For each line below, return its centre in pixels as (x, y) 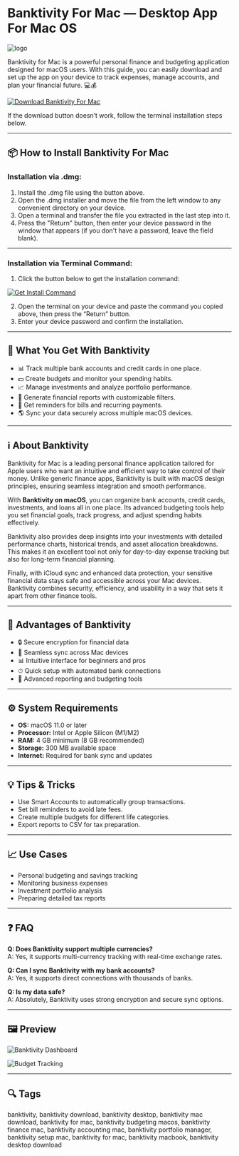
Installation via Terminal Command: (70, 263)
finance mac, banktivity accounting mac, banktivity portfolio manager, (110, 1130)
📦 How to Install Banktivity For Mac (88, 153)
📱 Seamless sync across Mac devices (73, 653)
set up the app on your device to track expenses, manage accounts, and (113, 77)
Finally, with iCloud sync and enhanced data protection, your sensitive (110, 573)
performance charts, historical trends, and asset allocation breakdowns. (113, 544)
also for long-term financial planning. (62, 559)
